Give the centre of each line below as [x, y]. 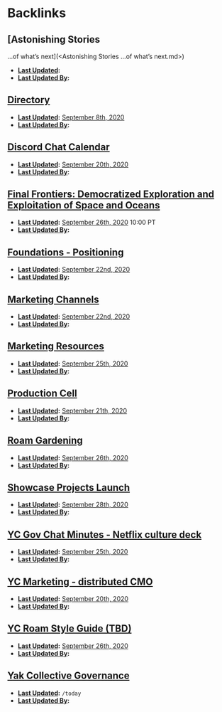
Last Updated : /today [49, 693]
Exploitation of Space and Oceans [84, 205]
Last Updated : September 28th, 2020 [73, 505]
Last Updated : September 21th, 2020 [72, 410]
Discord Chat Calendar [59, 147]
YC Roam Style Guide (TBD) [70, 628]
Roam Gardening [45, 441]
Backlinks [37, 13]
